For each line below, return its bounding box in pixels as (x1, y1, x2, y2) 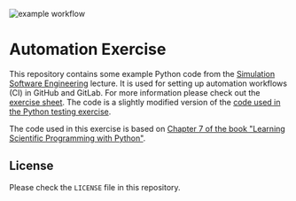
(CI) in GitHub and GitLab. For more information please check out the (9, 87, 261, 97)
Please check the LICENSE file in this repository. (9, 182, 181, 192)
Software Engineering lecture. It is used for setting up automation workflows (9, 78, 288, 89)
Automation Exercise (9, 40, 167, 59)
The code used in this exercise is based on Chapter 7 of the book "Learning (9, 123, 285, 134)
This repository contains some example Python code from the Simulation (9, 68, 276, 79)
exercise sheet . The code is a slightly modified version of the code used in (9, 97, 281, 107)
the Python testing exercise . (9, 106, 112, 117)
